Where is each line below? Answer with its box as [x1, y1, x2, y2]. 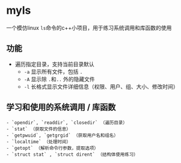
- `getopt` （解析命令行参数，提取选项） [6, 145, 99, 151]
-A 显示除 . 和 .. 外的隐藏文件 [23, 76, 95, 83]
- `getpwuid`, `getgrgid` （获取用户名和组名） [6, 132, 118, 138]
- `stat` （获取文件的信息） [6, 126, 71, 132]
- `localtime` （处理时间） [6, 138, 71, 144]
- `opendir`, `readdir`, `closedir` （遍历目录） [6, 119, 127, 126]
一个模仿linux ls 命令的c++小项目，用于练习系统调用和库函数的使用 [6, 24, 172, 31]
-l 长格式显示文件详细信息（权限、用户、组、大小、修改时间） [23, 83, 179, 90]
